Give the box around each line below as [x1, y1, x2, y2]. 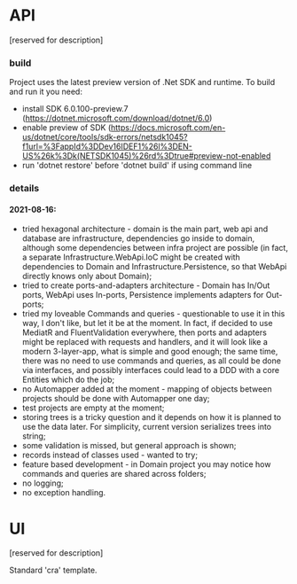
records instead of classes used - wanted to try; [21, 449, 198, 461]
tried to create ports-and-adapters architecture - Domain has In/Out [21, 280, 270, 291]
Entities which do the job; [21, 374, 115, 385]
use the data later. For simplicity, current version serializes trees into [21, 422, 272, 432]
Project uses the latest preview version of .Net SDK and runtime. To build [9, 77, 276, 88]
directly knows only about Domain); [21, 271, 152, 282]
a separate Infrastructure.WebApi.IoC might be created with [21, 252, 241, 262]
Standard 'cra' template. [9, 565, 98, 576]
